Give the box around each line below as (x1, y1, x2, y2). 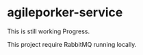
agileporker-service (7, 5, 123, 20)
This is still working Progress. (7, 27, 90, 35)
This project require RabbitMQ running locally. (7, 40, 137, 48)
